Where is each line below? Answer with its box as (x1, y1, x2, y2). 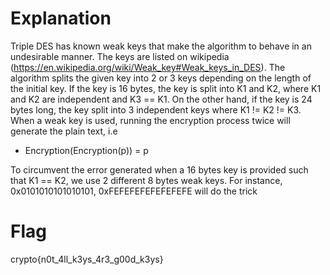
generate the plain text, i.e (10, 125, 118, 137)
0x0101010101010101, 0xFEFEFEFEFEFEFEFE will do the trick (10, 185, 258, 197)
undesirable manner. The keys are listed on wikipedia (10, 50, 230, 62)
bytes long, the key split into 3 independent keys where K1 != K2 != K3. (10, 103, 302, 116)
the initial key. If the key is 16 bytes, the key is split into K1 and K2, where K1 (10, 82, 322, 94)
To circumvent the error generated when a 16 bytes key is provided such (10, 163, 309, 176)
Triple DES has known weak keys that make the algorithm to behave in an (10, 40, 312, 52)
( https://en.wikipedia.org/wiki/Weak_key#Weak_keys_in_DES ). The (10, 61, 286, 73)
